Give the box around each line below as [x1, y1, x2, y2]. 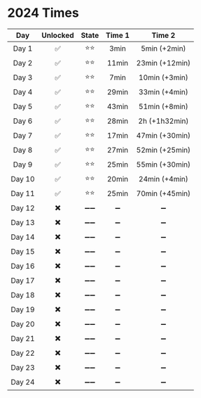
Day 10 [11, 174, 35, 184]
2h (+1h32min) [138, 116, 189, 126]
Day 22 [11, 348, 35, 358]
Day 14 [11, 232, 35, 242]
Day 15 [11, 247, 35, 257]
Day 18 [11, 290, 35, 300]
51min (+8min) [139, 102, 189, 112]
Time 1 [106, 30, 130, 40]
